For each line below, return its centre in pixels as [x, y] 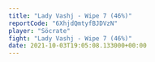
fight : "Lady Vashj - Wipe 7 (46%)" [70, 38]
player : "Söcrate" [39, 31]
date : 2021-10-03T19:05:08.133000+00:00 [78, 46]
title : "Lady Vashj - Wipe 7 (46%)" [70, 16]
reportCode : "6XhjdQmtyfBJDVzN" [63, 23]
